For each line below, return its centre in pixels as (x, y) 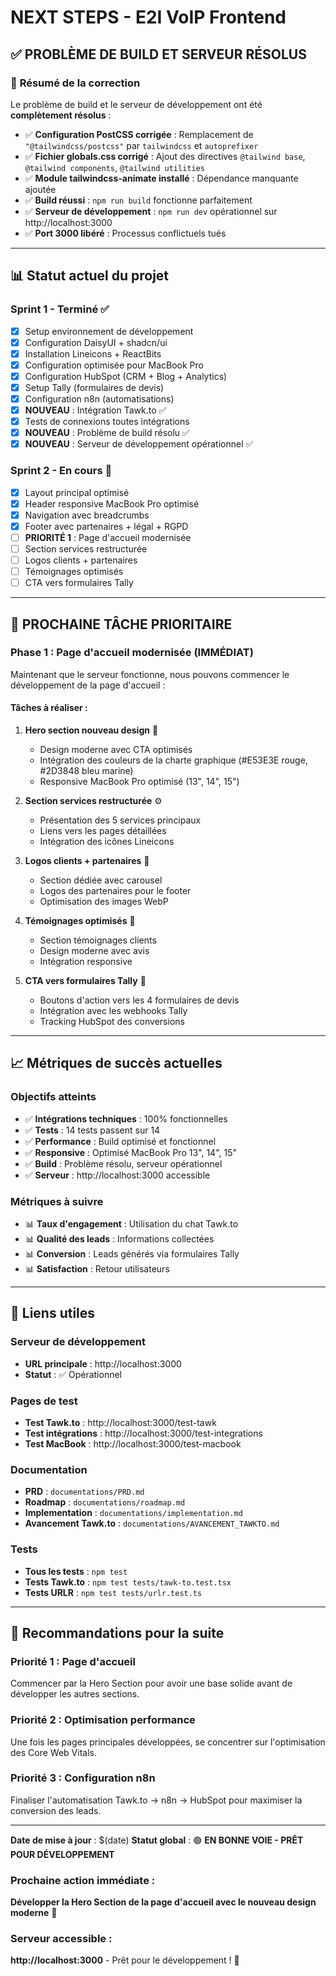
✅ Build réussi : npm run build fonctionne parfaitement (138, 200)
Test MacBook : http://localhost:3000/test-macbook (133, 1443)
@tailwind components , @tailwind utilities (114, 167)
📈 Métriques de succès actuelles (116, 1063)
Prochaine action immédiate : (83, 1880)
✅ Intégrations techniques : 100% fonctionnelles (126, 1118)
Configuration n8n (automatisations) (99, 398)
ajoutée (40, 189)
